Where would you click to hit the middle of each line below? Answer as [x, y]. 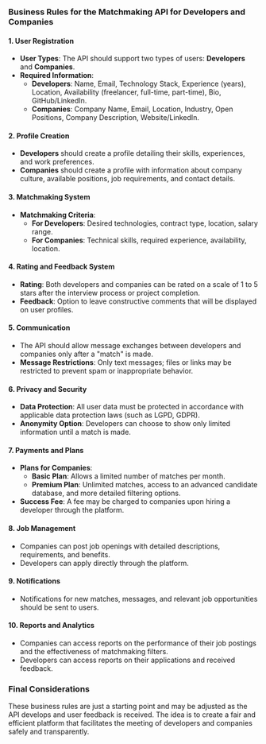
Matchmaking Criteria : [58, 215]
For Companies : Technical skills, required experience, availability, [139, 240]
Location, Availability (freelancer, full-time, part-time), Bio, [126, 92]
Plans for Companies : [56, 468]
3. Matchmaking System [49, 196]
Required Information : [56, 76]
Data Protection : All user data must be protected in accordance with [131, 407]
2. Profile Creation [39, 136]
